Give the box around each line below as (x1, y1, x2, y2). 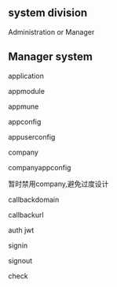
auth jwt (8, 225, 35, 235)
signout (8, 255, 33, 265)
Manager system (8, 50, 93, 64)
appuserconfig (8, 132, 56, 141)
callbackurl (8, 210, 45, 219)
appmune (8, 102, 39, 111)
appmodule (8, 86, 46, 95)
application (8, 71, 45, 80)
